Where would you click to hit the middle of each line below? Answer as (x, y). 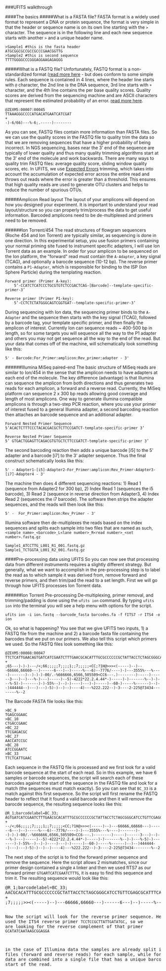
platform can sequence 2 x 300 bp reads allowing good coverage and (76, 394)
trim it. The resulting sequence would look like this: (57, 878)
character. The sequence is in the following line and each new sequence (79, 32)
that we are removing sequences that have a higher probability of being (78, 142)
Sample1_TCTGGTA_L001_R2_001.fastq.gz (45, 550)
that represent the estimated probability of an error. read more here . (74, 101)
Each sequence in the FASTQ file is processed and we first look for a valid (80, 767)
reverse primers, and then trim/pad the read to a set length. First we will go (81, 580)
